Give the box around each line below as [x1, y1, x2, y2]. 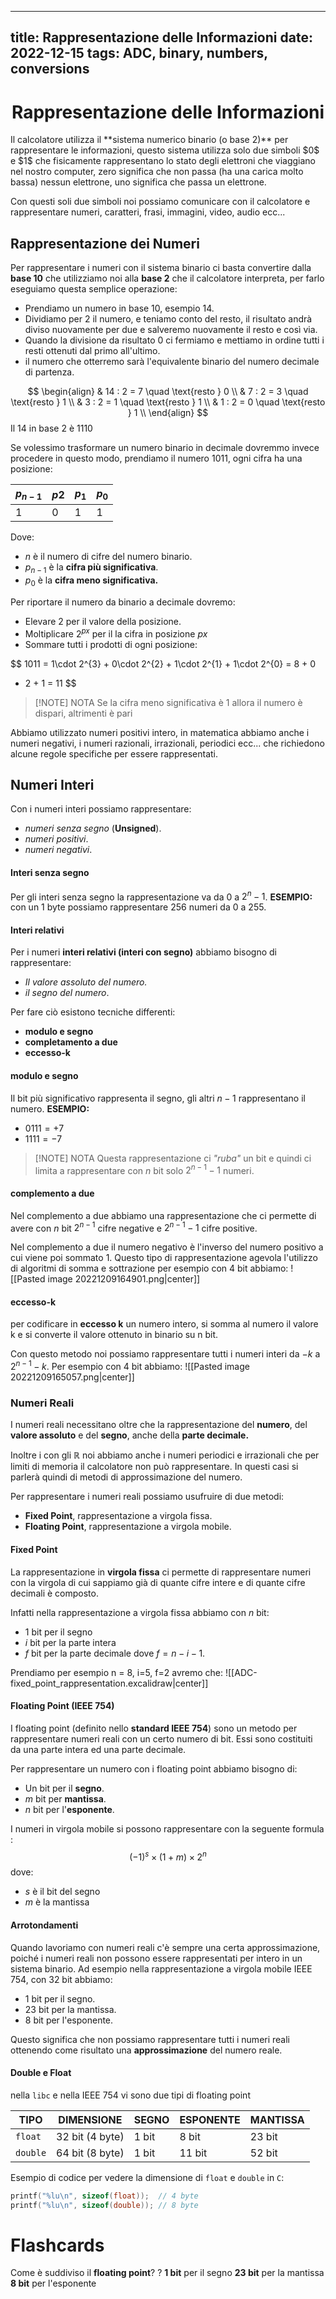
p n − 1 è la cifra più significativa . [24, 561, 159, 576]
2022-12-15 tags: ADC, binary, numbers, [10, 45, 268, 62]
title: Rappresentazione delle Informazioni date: [10, 29, 313, 46]
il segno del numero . [24, 987, 110, 999]
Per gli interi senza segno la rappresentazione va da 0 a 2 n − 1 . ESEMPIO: [10, 889, 313, 903]
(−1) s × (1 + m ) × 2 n [129, 1849, 207, 1863]
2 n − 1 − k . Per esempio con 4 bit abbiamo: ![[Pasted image [10, 1359, 250, 1373]
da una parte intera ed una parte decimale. [10, 1743, 187, 1755]
